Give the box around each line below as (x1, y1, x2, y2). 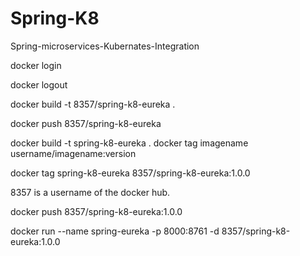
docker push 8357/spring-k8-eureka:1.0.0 (10, 205, 183, 217)
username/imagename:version (10, 147, 137, 159)
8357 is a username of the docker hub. (10, 186, 171, 198)
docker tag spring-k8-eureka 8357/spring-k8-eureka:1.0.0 (10, 167, 251, 179)
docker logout (10, 78, 68, 91)
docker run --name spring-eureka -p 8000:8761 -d (10, 225, 220, 237)
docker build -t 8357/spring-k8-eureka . (10, 98, 176, 110)
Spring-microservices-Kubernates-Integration (10, 40, 200, 52)
